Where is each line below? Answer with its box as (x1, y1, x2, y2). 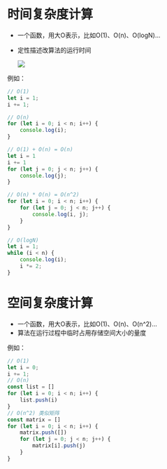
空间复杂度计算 (7, 296, 94, 311)
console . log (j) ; (20, 172, 68, 179)
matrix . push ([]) (20, 429, 68, 436)
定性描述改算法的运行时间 (17, 46, 92, 54)
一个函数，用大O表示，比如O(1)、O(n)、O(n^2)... (17, 319, 157, 328)
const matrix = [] (7, 416, 61, 423)
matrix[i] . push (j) (32, 442, 86, 449)
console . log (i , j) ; (32, 211, 89, 218)
